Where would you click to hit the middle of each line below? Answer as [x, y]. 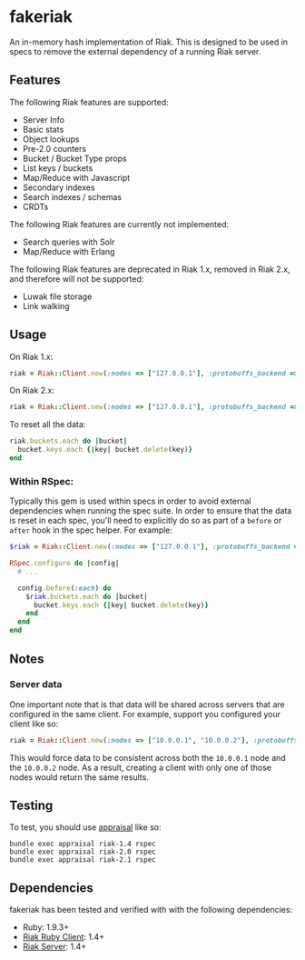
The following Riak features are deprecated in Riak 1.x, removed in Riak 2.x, [150, 269]
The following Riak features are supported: [89, 102]
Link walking [46, 305]
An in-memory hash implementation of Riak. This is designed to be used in [149, 42]
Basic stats [43, 129]
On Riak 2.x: [32, 390]
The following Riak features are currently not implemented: [119, 224]
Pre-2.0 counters [54, 148]
